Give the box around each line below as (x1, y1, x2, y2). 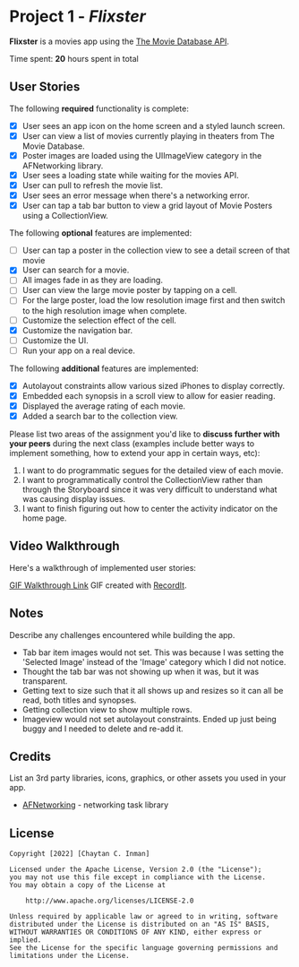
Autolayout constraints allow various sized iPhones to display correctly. (21, 380, 285, 391)
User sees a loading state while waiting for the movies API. (21, 169, 239, 180)
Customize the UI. (21, 334, 89, 346)
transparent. (21, 675, 68, 686)
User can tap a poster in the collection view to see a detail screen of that (21, 245, 291, 256)
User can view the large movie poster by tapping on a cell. (21, 285, 237, 296)
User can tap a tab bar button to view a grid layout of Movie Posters (21, 200, 273, 212)
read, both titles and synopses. (21, 695, 137, 705)
